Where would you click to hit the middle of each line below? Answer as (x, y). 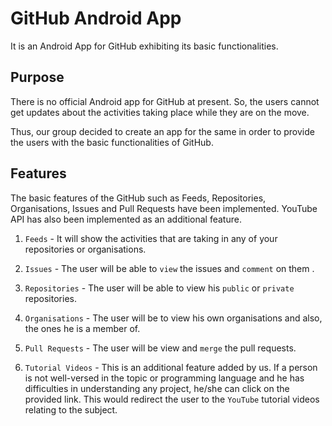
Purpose (37, 77)
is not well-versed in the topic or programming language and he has (164, 378)
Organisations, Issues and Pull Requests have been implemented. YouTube (164, 208)
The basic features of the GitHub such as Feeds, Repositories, (138, 198)
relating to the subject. (71, 409)
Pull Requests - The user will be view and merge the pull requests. (160, 348)
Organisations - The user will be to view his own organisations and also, (173, 318)
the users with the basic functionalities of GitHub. (112, 142)
